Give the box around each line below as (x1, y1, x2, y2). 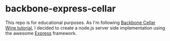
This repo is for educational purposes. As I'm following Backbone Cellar (5, 19, 156, 25)
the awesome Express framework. (5, 30, 77, 36)
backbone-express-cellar (5, 3, 116, 14)
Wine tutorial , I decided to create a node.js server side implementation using (5, 24, 165, 30)
